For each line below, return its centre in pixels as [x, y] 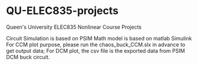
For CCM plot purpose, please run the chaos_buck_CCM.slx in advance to [96, 45]
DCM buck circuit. [28, 57]
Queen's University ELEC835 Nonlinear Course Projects [74, 27]
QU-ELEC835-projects [62, 11]
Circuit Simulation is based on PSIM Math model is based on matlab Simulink [99, 38]
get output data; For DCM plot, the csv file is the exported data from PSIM [96, 50]
